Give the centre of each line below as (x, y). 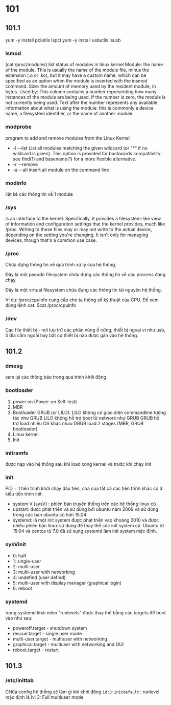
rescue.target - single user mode (47, 633)
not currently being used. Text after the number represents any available (81, 102)
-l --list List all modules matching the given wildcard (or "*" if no (80, 148)
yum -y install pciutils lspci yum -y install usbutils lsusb (63, 40)
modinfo (16, 183)
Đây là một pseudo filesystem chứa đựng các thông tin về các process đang (86, 275)
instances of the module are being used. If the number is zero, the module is (86, 97)
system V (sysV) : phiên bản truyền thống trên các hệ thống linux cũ (84, 504)
